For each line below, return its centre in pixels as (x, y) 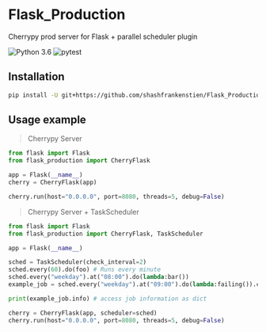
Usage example (47, 120)
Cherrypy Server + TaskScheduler (84, 212)
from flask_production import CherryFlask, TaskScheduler (106, 234)
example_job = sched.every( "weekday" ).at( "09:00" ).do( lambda (111, 284)
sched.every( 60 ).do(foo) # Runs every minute (84, 270)
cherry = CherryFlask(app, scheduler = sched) (83, 313)
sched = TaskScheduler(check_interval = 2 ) (78, 262)
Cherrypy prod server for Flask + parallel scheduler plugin (103, 36)
